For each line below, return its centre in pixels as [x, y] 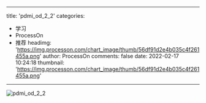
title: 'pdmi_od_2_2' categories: [46, 16]
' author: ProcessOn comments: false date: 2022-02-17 [109, 56]
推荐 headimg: [33, 43]
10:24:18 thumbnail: [40, 63]
